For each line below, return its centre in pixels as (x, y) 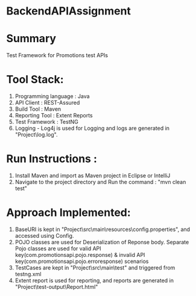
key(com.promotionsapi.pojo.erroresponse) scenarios (82, 261)
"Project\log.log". (36, 135)
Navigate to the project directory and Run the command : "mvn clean (100, 182)
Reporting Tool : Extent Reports (54, 116)
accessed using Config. (44, 235)
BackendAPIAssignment (69, 11)
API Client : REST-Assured (47, 103)
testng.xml (28, 274)
